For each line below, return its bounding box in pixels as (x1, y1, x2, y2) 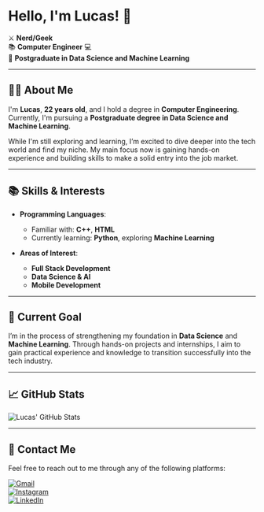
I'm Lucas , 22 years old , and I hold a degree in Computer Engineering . (8, 104, 240, 113)
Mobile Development (31, 280, 101, 290)
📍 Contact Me (8, 443, 76, 456)
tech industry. (8, 356, 53, 365)
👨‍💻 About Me (8, 83, 74, 97)
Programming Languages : (19, 209, 107, 219)
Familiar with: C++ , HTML (31, 224, 115, 234)
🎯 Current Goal (8, 310, 82, 324)
